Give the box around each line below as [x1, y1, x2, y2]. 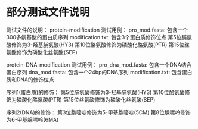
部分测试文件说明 [6, 5, 91, 19]
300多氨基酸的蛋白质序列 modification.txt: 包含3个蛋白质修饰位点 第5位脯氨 [6, 33, 193, 40]
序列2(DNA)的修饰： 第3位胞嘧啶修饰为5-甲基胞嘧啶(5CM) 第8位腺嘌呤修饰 [6, 108, 191, 116]
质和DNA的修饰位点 [6, 75, 55, 83]
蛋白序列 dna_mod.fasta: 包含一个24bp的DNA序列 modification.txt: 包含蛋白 [6, 68, 193, 75]
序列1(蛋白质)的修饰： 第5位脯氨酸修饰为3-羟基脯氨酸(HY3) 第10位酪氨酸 [6, 89, 185, 96]
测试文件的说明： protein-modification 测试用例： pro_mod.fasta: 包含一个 [6, 26, 188, 33]
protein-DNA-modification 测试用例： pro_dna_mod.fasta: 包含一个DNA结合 [6, 61, 192, 68]
